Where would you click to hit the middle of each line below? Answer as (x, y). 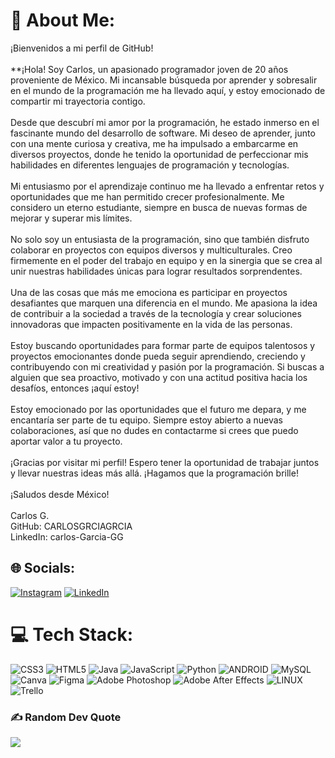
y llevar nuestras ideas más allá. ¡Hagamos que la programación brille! (154, 473)
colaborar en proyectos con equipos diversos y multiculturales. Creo (151, 250)
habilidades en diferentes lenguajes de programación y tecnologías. (150, 165)
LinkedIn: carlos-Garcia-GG (67, 536)
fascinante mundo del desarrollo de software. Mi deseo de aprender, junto (163, 133)
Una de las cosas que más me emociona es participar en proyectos (149, 292)
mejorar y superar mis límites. (71, 218)
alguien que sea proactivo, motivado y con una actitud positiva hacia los (159, 377)
